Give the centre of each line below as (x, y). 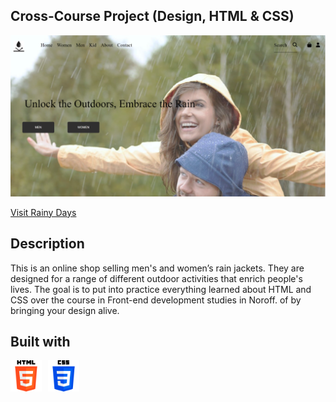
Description (47, 244)
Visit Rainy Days (43, 212)
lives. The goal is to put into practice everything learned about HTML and (161, 289)
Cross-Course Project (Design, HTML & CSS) (152, 16)
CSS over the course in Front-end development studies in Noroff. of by (156, 300)
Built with (40, 341)
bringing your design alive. (65, 310)
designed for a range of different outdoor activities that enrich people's (156, 278)
